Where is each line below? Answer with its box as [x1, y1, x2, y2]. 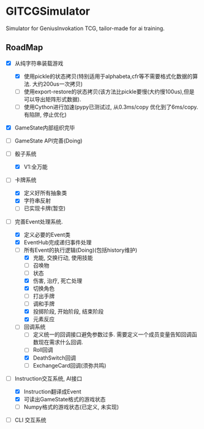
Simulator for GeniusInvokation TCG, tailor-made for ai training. [6, 25, 165, 32]
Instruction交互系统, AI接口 [14, 374, 83, 382]
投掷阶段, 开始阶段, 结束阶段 [32, 308, 104, 315]
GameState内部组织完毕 [14, 124, 75, 131]
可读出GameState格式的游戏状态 [23, 395, 106, 403]
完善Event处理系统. [14, 218, 63, 225]
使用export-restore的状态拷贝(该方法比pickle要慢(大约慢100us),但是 [23, 88, 195, 95]
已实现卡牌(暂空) [23, 204, 66, 212]
